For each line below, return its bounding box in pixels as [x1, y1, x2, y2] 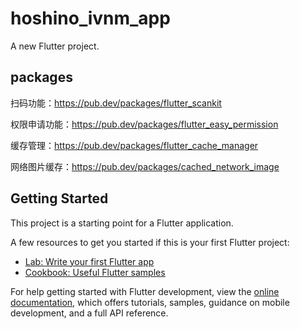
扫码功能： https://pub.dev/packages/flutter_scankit [10, 97, 222, 109]
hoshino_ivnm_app [10, 7, 171, 30]
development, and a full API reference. [10, 307, 169, 319]
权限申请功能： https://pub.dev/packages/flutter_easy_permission [10, 118, 279, 130]
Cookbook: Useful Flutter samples [24, 266, 166, 278]
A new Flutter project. [10, 40, 100, 52]
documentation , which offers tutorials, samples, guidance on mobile [10, 296, 290, 308]
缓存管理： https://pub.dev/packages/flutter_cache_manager [10, 139, 259, 151]
